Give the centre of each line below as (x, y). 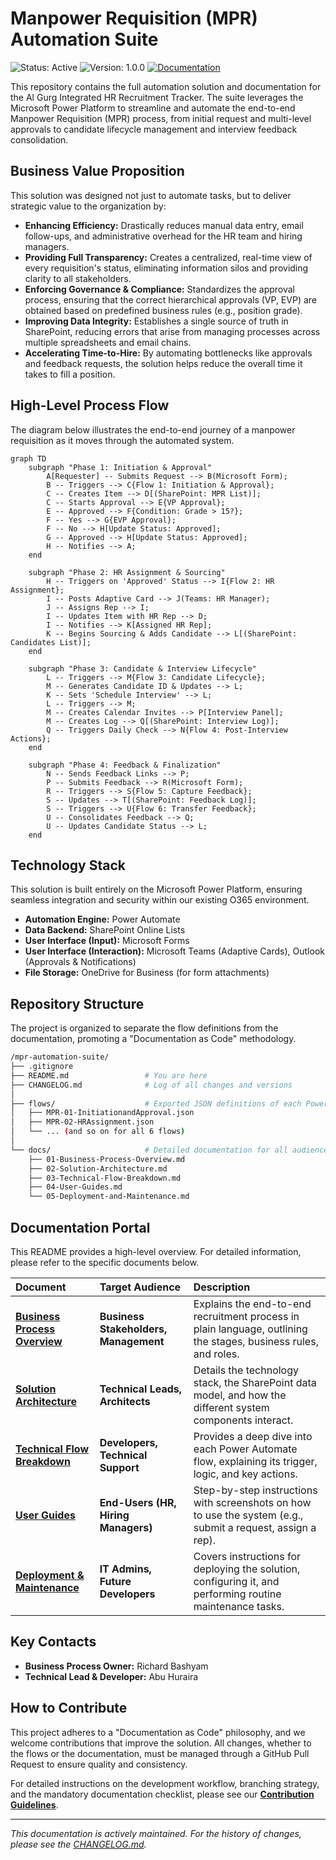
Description (222, 1287)
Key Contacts (53, 1642)
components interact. (243, 1420)
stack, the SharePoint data (255, 1382)
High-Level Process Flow (90, 405)
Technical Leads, (141, 1389)
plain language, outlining (250, 1329)
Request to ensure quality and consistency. (99, 1764)
